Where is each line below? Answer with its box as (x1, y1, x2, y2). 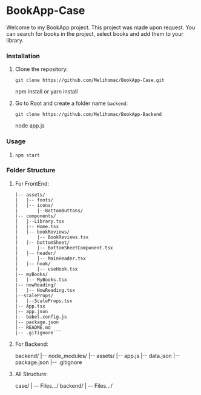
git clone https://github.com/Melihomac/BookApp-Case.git (15, 77, 165, 84)
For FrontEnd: (15, 180, 50, 187)
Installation (6, 52, 41, 60)
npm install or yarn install (15, 88, 78, 95)
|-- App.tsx (15, 303, 45, 309)
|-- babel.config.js (15, 314, 67, 320)
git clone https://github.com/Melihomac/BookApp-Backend (15, 112, 162, 118)
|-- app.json (15, 308, 48, 314)
